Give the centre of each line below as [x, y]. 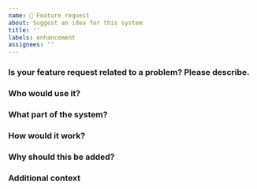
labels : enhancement [42, 37]
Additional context [45, 178]
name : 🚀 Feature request [49, 15]
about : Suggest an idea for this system [76, 23]
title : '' [24, 30]
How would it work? [47, 135]
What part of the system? [58, 114]
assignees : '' [32, 45]
